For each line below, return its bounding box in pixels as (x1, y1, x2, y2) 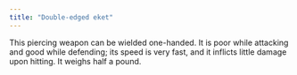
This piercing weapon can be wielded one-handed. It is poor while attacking (9, 37, 289, 48)
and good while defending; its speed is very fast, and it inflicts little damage (9, 46, 287, 57)
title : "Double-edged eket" (9, 12, 114, 22)
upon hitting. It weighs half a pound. (9, 56, 142, 66)
